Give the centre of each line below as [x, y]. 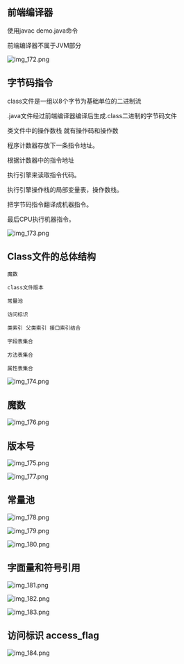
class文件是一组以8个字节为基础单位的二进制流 [74, 101]
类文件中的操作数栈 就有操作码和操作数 [63, 130]
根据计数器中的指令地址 [41, 160]
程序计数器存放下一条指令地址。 [53, 145]
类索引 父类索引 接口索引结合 [44, 328]
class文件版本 [25, 288]
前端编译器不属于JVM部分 [44, 45]
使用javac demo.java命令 [43, 31]
